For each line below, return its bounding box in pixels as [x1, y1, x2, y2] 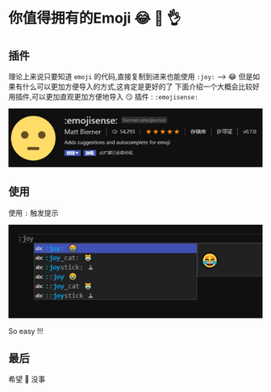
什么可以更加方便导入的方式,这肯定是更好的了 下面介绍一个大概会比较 [22, 82, 252, 91]
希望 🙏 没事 [8, 374, 46, 384]
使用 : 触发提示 [8, 208, 59, 217]
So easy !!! [8, 326, 44, 335]
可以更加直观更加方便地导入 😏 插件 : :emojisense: [31, 92, 199, 101]
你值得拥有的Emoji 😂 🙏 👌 [8, 9, 181, 27]
